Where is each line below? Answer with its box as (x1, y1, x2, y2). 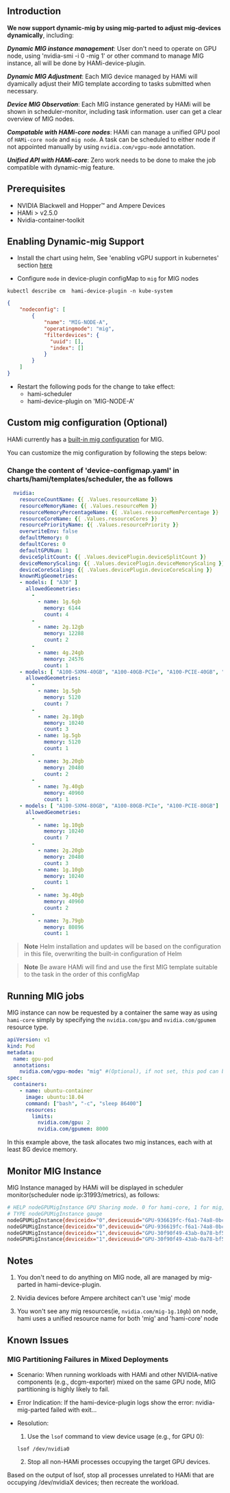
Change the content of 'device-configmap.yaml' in (7, 465, 179, 475)
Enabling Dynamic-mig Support (7, 236, 144, 248)
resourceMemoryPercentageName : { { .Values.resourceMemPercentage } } (19, 509, 219, 516)
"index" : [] (50, 345, 84, 351)
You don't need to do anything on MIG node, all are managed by (16, 1273, 198, 1282)
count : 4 (43, 611, 69, 618)
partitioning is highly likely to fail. (16, 1385, 110, 1393)
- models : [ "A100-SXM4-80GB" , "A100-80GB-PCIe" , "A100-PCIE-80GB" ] (19, 802, 219, 809)
